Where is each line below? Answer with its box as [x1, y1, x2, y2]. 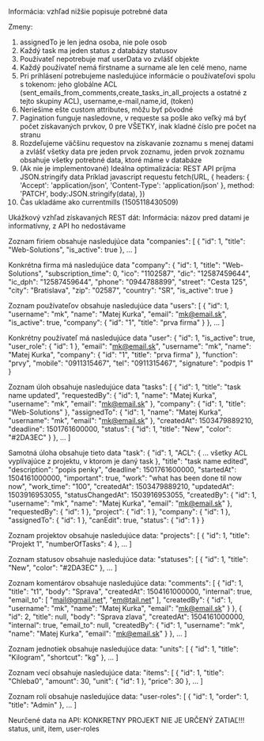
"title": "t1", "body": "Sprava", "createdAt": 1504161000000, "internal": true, [8, 586, 253, 596]
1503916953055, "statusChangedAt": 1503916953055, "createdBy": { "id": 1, [8, 491, 257, 499]
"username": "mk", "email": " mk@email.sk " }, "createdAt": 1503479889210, [8, 416, 254, 425]
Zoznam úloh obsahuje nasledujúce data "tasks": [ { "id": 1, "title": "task [8, 382, 241, 392]
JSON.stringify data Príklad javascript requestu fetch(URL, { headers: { [19, 172, 251, 181]
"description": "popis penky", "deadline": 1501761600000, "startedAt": [8, 465, 237, 474]
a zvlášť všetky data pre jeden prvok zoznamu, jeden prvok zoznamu [19, 147, 245, 156]
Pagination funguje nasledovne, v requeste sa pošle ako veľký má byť [19, 113, 247, 122]
